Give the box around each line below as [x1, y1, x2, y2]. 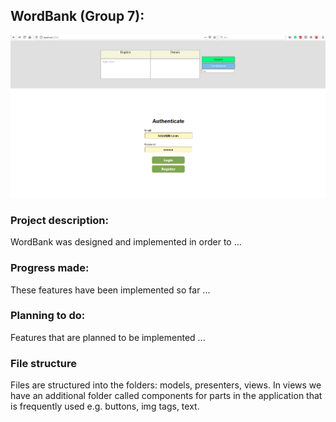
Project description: [10, 213, 109, 227]
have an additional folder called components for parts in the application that [10, 390, 323, 402]
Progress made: [10, 261, 90, 275]
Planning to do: [10, 309, 86, 323]
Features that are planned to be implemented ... [10, 331, 206, 343]
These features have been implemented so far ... [10, 284, 211, 296]
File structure [10, 356, 77, 370]
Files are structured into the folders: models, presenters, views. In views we [10, 379, 322, 391]
